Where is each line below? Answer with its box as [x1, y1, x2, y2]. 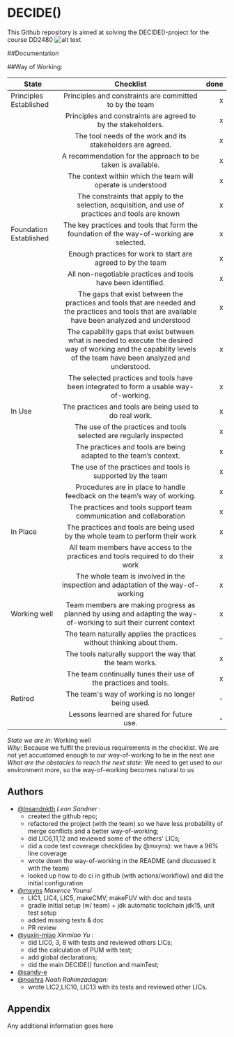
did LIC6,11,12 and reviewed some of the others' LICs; [27, 834, 180, 843]
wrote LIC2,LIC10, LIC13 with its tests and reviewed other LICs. [27, 982, 208, 991]
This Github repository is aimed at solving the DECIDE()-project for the [7, 28, 210, 36]
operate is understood [94, 180, 167, 189]
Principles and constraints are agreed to [65, 110, 196, 120]
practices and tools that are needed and [65, 298, 196, 307]
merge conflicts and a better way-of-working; [27, 827, 159, 835]
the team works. [104, 658, 157, 667]
